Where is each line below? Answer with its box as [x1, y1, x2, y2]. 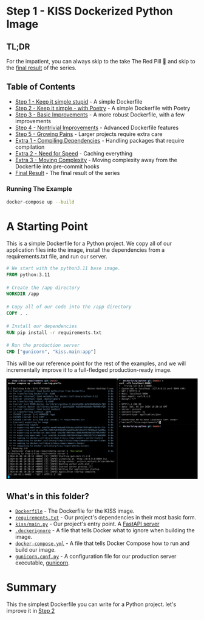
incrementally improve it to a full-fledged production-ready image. [6, 366, 172, 374]
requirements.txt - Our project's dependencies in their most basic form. [15, 514, 197, 521]
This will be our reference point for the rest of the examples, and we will [6, 360, 186, 367]
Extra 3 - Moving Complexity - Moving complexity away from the [15, 156, 177, 163]
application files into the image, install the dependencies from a [6, 246, 165, 254]
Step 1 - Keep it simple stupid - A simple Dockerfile [15, 98, 143, 105]
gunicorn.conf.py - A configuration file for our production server [15, 553, 177, 560]
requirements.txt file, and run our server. [6, 252, 107, 260]
